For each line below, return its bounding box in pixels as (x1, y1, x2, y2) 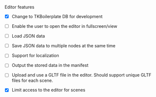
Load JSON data (11, 33, 45, 39)
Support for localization (11, 53, 59, 58)
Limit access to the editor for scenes (11, 87, 86, 93)
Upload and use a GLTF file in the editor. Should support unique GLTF (11, 72, 152, 78)
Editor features (4, 4, 35, 10)
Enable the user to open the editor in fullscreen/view (11, 23, 118, 29)
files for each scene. (11, 78, 53, 83)
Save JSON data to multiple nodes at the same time (11, 43, 116, 49)
